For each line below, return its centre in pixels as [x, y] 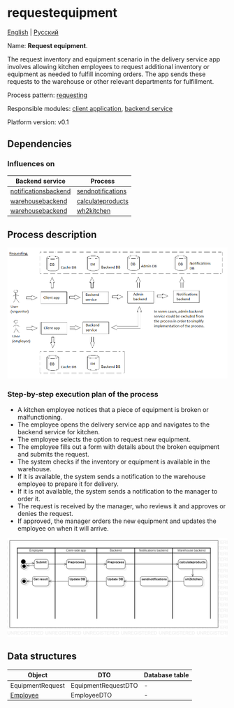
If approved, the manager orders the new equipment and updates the [117, 521]
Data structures [42, 657]
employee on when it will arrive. [63, 528]
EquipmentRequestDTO [104, 685]
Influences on [31, 164]
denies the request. [45, 513]
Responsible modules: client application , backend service [90, 108]
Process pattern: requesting [47, 95]
